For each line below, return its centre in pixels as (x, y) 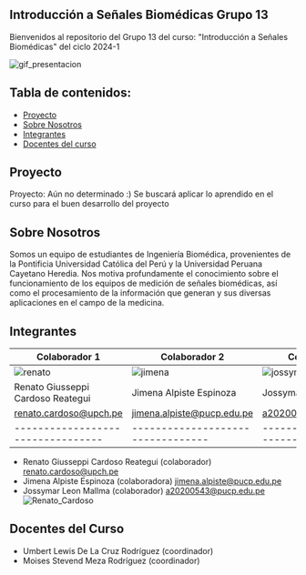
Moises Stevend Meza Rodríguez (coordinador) (111, 560)
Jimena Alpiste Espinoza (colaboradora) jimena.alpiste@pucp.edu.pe (152, 481)
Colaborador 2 (193, 357)
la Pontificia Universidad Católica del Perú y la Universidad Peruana (136, 264)
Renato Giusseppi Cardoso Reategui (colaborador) (117, 462)
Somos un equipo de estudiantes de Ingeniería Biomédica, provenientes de (150, 255)
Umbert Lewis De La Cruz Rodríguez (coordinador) (118, 550)
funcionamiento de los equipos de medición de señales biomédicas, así (143, 283)
